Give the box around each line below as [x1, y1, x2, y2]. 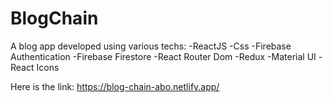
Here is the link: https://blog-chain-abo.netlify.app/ [10, 80, 220, 92]
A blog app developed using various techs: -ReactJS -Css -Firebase [10, 40, 292, 52]
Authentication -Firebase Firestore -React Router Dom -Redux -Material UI [10, 50, 317, 62]
